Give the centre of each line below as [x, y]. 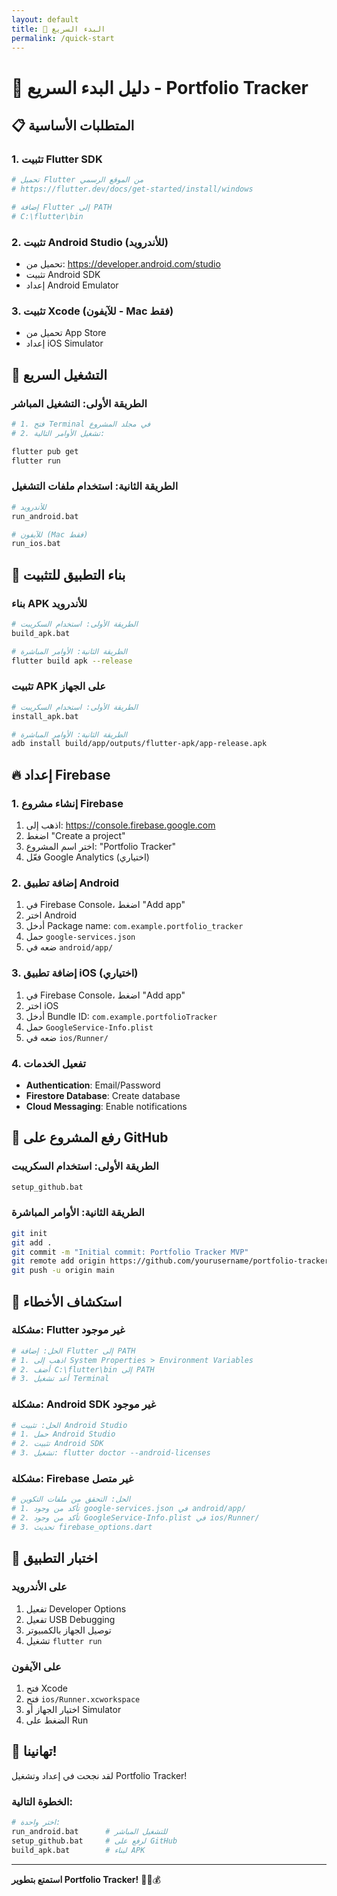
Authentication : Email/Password [93, 1085]
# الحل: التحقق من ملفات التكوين [71, 1499]
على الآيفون [36, 1666]
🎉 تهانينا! [34, 1751]
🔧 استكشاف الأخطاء [67, 1301]
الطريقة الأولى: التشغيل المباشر [79, 403]
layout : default [45, 19]
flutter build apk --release [72, 661]
